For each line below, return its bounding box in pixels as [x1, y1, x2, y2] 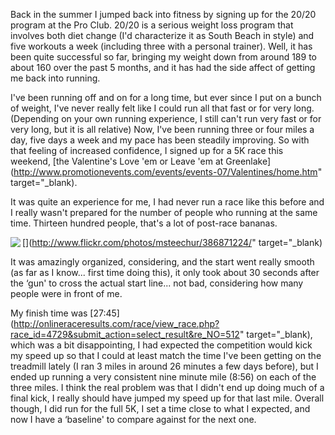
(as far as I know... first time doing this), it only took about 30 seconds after [10, 267, 320, 278]
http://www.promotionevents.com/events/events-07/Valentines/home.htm [13, 166, 318, 178]
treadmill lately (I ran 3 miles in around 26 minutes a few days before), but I [10, 360, 319, 372]
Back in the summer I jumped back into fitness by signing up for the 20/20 [10, 9, 317, 20]
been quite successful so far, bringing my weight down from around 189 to [10, 51, 317, 63]
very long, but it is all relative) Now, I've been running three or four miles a [10, 124, 315, 135]
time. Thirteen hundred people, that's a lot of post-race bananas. [10, 217, 278, 229]
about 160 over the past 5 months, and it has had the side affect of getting [10, 62, 316, 73]
